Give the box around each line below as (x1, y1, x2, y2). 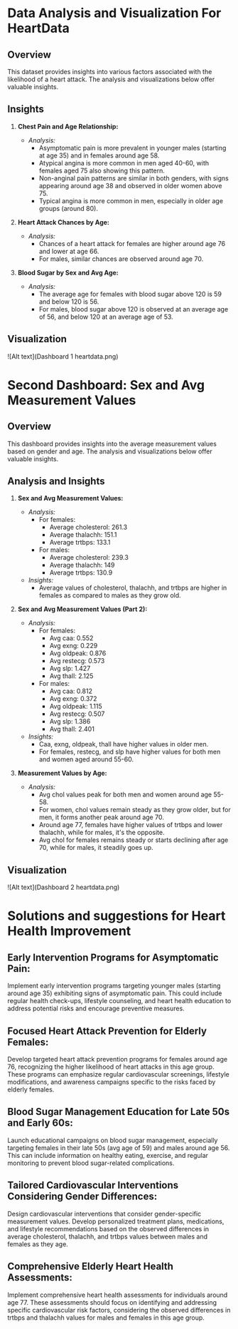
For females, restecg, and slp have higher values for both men (38, 747, 221, 756)
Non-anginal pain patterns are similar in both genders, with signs (38, 173, 229, 183)
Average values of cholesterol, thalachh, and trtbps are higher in (38, 583, 227, 592)
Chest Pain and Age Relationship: (17, 122, 119, 130)
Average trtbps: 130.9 (49, 568, 113, 577)
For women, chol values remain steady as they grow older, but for (38, 806, 231, 814)
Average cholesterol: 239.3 (49, 553, 129, 562)
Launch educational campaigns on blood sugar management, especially (7, 1136, 218, 1144)
